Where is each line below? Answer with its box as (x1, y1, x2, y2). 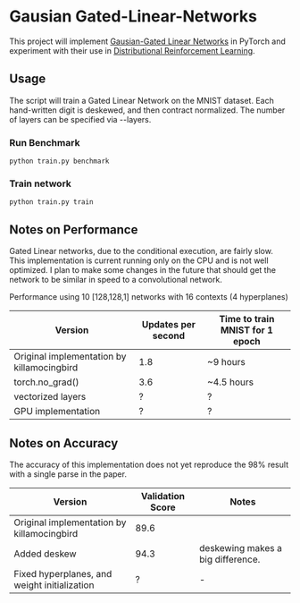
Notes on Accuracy (9, 436, 119, 451)
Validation (140, 489, 186, 502)
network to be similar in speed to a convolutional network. (9, 275, 223, 285)
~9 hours (206, 356, 246, 369)
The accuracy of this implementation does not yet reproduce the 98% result (9, 459, 288, 470)
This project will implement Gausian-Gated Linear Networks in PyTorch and (9, 36, 286, 47)
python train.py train (9, 198, 94, 207)
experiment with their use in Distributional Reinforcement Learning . (9, 45, 256, 55)
